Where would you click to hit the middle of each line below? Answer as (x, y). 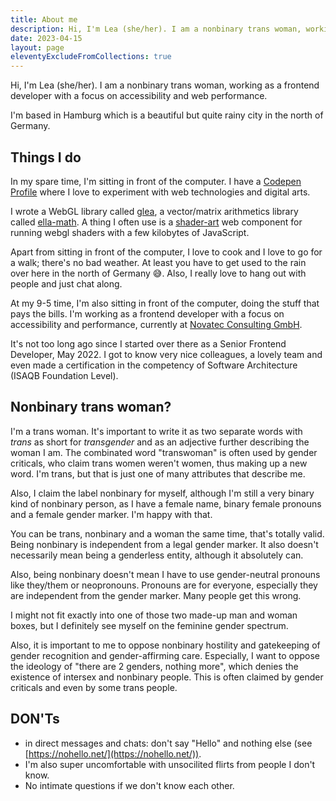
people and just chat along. (66, 283)
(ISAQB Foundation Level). (64, 375)
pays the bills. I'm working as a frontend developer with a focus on (147, 313)
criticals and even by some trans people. (94, 687)
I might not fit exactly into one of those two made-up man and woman (154, 615)
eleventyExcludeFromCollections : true (91, 57)
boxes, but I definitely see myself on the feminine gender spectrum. (149, 625)
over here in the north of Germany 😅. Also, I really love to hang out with (158, 273)
